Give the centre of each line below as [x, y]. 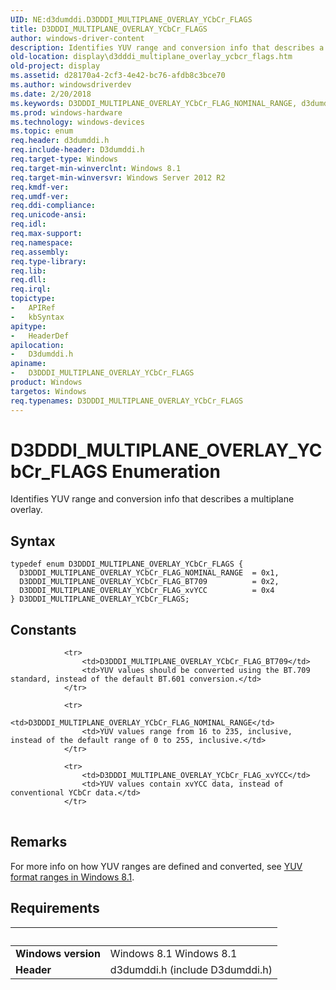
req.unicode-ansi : [48, 215]
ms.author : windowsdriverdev [71, 85]
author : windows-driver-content [77, 38]
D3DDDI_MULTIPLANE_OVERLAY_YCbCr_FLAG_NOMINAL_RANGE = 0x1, [149, 573]
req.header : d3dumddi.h [60, 141]
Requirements [55, 908]
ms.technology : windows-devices [77, 122]
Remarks [39, 842]
